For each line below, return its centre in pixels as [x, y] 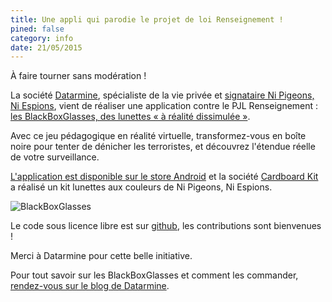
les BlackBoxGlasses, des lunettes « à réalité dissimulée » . [130, 117]
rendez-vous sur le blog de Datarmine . [90, 286]
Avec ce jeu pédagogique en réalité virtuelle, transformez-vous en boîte [158, 136]
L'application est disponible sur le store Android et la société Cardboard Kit [164, 177]
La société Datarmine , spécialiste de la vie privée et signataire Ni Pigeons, [162, 95]
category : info [42, 38]
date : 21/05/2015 [46, 47]
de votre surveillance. [55, 157]
